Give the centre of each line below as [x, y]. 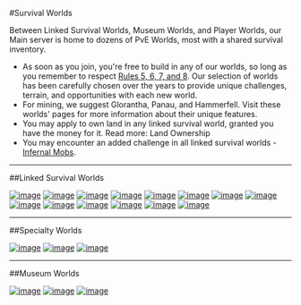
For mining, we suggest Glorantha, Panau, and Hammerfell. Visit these [151, 105]
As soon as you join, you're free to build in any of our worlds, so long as [155, 67]
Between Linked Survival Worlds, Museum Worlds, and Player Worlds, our [146, 30]
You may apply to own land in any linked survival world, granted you [148, 123]
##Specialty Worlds [46, 230]
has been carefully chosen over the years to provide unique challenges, [155, 85]
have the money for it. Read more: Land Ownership [116, 133]
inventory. [28, 49]
